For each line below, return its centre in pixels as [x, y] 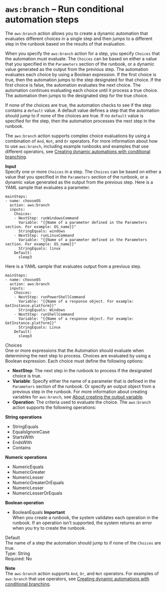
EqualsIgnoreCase [31, 432]
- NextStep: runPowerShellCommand [50, 297]
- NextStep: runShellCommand [44, 314]
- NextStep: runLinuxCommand [44, 235]
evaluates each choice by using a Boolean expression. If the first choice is [81, 74]
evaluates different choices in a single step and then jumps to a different [79, 39]
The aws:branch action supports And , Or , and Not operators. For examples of [82, 573]
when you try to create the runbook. [49, 528]
